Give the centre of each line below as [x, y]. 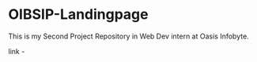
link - [17, 51]
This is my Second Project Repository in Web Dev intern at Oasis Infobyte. [128, 36]
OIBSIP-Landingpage [78, 15]
